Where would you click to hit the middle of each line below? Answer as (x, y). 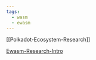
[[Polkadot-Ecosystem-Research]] (48, 40)
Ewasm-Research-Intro (35, 51)
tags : (13, 12)
